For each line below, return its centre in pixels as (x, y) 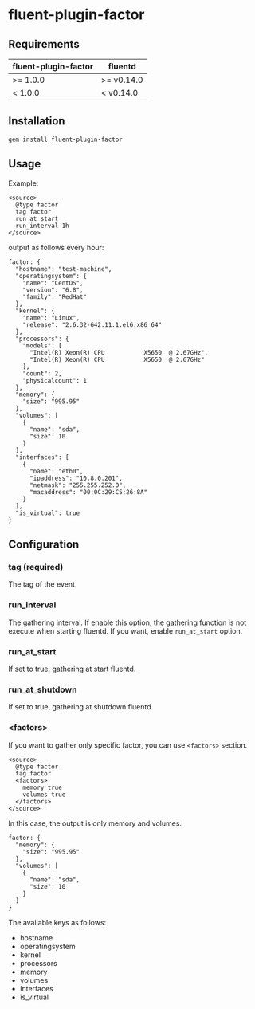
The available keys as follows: (57, 922)
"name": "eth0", (56, 471)
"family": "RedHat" (55, 296)
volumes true (44, 795)
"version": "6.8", (53, 290)
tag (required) (36, 567)
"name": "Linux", (51, 318)
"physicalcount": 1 (55, 380)
